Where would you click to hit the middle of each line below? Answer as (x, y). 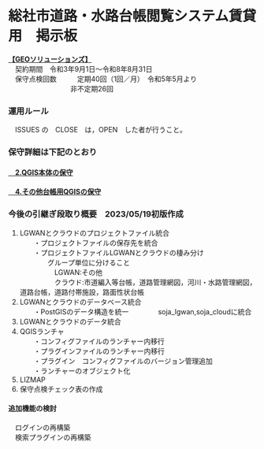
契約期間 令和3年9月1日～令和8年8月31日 (84, 69)
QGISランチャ (42, 331)
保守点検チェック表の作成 (61, 389)
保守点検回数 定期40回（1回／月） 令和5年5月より (106, 79)
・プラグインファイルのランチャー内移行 (99, 351)
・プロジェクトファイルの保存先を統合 (96, 243)
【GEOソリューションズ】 (50, 59)
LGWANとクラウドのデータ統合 (70, 321)
